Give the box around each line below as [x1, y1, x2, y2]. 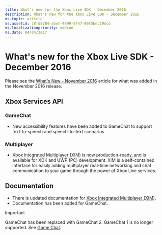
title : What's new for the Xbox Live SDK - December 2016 [5, 7, 126, 12]
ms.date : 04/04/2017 [5, 30, 48, 35]
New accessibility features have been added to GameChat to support [12, 123, 152, 129]
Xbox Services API [5, 97, 63, 106]
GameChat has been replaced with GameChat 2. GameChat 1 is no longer [5, 219, 154, 225]
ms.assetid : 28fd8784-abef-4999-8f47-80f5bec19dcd [5, 21, 111, 26]
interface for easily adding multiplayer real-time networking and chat [12, 162, 151, 168]
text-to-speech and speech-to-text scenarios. [12, 128, 106, 134]
